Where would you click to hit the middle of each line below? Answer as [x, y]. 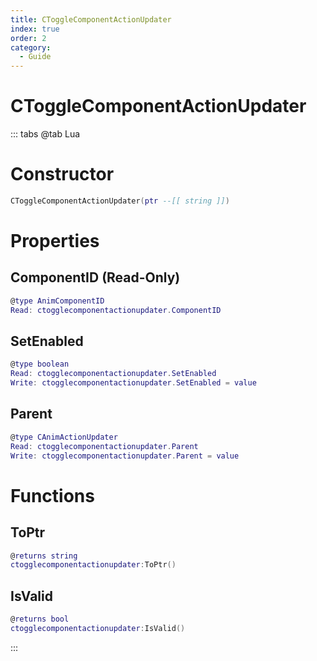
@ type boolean [40, 364]
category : [31, 47]
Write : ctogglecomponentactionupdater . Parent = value [125, 456]
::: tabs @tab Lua [45, 134]
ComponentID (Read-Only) [95, 277]
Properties [55, 241]
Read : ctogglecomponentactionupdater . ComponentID [116, 310]
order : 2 [28, 38]
